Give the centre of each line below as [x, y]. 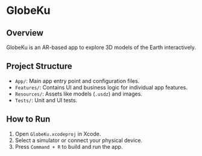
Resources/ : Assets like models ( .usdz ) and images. [79, 94]
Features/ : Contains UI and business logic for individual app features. [101, 87]
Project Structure [39, 66]
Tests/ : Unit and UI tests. [46, 100]
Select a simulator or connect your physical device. [79, 140]
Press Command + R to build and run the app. [69, 146]
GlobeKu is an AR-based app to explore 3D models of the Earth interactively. [101, 47]
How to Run [28, 119]
